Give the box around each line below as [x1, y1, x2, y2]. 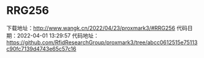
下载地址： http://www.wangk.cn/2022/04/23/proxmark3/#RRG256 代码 [6, 24, 188, 31]
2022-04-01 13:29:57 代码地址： [17, 31, 99, 39]
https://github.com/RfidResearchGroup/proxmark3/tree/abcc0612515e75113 [6, 39, 198, 46]
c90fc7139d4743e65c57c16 [6, 45, 77, 52]
